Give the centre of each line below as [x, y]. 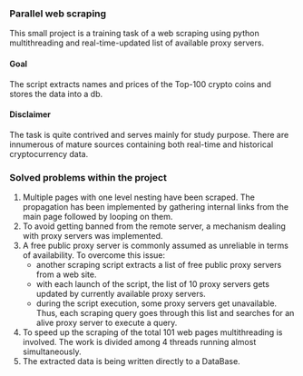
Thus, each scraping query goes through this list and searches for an [165, 313]
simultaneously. [52, 351]
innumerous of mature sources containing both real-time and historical [142, 144]
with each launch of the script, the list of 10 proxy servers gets [153, 284]
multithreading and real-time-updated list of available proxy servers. [137, 43]
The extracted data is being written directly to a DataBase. [131, 361]
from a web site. [66, 274]
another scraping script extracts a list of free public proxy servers [159, 265]
